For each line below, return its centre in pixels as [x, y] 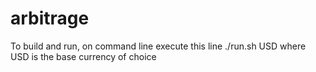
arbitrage [50, 18]
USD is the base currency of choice [83, 56]
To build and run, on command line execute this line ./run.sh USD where [158, 46]
